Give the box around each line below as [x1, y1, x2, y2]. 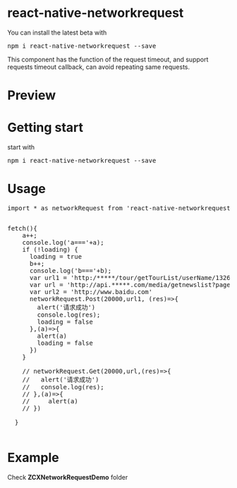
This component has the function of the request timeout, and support [7, 55, 209, 63]
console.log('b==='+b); [29, 267, 112, 274]
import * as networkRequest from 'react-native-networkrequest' [7, 205, 235, 212]
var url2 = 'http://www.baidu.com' [29, 288, 153, 295]
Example [7, 450, 59, 466]
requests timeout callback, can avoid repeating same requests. [7, 62, 190, 71]
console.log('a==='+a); [22, 238, 104, 246]
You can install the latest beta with [7, 28, 107, 37]
